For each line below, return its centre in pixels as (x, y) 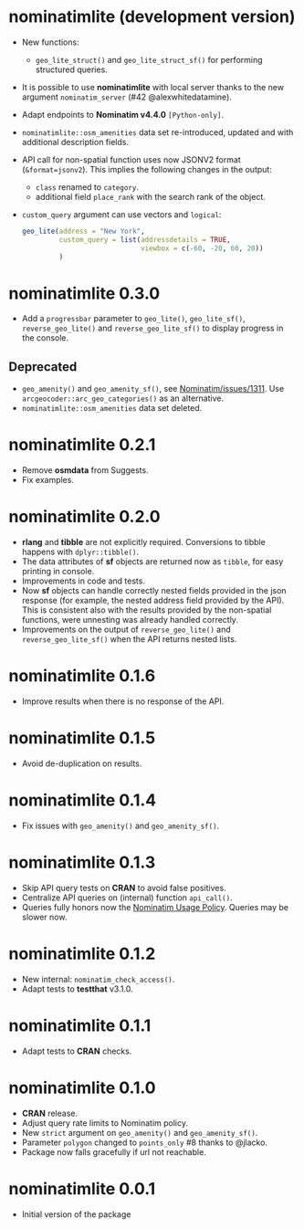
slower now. (44, 917)
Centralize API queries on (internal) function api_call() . (127, 898)
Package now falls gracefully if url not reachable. (114, 1151)
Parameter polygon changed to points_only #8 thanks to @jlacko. (145, 1142)
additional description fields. (75, 142)
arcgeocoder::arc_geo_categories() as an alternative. (123, 398)
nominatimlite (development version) (152, 17)
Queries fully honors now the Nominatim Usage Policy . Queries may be (155, 907)
